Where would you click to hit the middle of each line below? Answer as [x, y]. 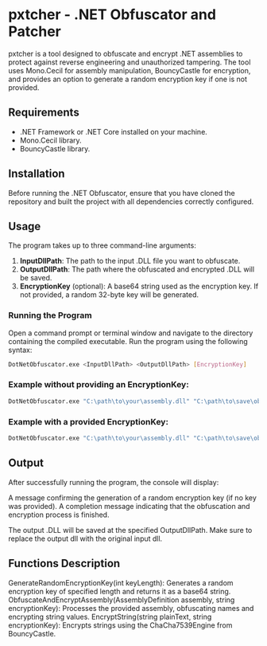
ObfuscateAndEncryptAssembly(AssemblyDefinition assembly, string [122, 600]
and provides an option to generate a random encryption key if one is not [128, 79]
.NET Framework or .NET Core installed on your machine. [114, 131]
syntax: [20, 350]
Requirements [44, 113]
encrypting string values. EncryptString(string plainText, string [110, 617]
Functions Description [64, 564]
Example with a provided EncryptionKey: [89, 421]
